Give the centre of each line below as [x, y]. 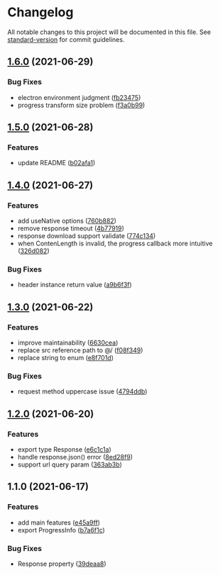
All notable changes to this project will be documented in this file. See [109, 32]
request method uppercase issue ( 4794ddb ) [82, 391]
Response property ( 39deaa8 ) [62, 564]
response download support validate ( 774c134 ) [87, 236]
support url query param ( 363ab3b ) [70, 464]
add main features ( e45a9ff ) [59, 523]
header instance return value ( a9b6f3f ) [75, 285]
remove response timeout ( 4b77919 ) [71, 228]
